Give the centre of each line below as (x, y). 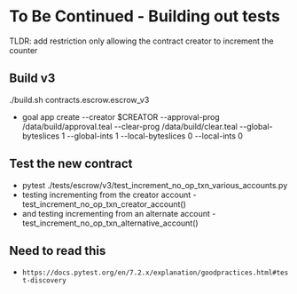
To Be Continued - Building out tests (145, 16)
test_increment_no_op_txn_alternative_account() (110, 223)
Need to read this (58, 250)
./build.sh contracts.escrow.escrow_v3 (79, 99)
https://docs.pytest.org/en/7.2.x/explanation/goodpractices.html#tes (155, 273)
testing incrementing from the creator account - (109, 195)
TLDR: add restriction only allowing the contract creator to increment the (141, 41)
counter (23, 50)
